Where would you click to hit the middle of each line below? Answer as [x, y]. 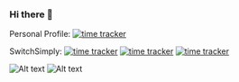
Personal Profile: [40, 34]
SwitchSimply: [36, 51]
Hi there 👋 [32, 14]
